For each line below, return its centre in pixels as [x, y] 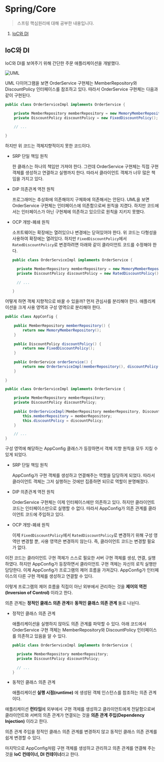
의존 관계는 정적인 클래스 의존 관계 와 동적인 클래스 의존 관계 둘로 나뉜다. [73, 603]
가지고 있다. [32, 179]
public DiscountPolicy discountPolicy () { [58, 344]
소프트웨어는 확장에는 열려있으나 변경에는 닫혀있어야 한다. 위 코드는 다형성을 [84, 232]
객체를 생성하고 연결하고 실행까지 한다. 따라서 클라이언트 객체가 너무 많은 [81, 173]
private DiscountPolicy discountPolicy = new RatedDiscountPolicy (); [89, 273]
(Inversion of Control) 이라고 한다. [39, 593]
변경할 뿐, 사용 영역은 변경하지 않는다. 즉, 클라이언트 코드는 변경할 [84, 542]
